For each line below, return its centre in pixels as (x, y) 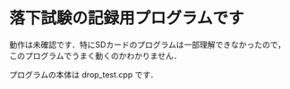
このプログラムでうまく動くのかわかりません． (95, 55)
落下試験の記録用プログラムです (127, 18)
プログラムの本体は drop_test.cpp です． (84, 74)
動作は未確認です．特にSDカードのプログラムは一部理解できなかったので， (148, 44)
